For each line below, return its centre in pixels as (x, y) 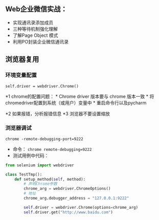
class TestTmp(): (24, 174)
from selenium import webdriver (40, 165)
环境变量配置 (21, 75)
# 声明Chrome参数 (41, 184)
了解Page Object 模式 (35, 35)
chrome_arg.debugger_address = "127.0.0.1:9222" (76, 199)
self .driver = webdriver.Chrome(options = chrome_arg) (81, 207)
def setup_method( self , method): (50, 179)
